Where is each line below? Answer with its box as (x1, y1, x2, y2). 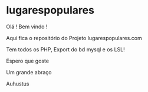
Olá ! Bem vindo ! (6, 23, 48, 30)
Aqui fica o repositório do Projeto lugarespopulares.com (6, 34, 143, 41)
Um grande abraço (6, 68, 52, 75)
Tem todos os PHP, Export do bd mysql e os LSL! (6, 45, 125, 53)
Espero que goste (6, 57, 49, 64)
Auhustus (6, 80, 29, 87)
